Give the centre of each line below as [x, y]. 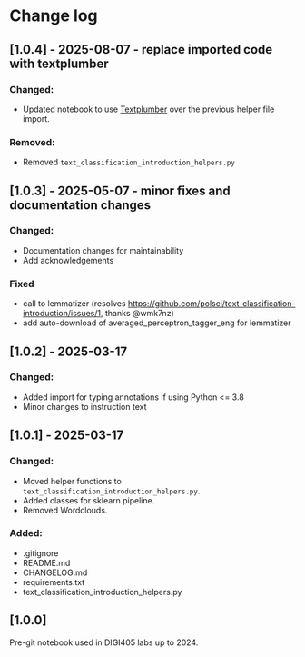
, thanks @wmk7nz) [137, 314]
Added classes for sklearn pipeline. [89, 500]
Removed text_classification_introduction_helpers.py [129, 162]
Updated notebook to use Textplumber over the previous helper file [148, 109]
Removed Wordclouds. [65, 510]
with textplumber [59, 63]
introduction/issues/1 [62, 314]
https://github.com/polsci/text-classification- [212, 304]
